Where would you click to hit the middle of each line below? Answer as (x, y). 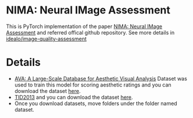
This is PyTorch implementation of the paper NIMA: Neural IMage (84, 26)
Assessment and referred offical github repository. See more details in (90, 32)
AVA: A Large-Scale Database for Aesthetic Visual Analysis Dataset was (101, 78)
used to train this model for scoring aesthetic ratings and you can (93, 85)
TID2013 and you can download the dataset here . (73, 97)
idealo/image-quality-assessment (46, 39)
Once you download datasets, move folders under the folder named (96, 103)
